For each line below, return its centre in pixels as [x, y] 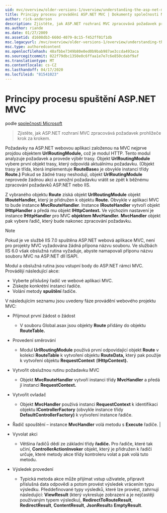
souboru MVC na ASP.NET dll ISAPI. [42, 256]
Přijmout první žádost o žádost [44, 316]
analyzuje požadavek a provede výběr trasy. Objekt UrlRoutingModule [78, 158]
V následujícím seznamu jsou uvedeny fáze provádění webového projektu [81, 301]
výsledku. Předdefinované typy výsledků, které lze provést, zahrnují [89, 489]
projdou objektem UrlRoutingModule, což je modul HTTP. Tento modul [78, 153]
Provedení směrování [34, 340]
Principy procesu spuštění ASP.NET [81, 99]
